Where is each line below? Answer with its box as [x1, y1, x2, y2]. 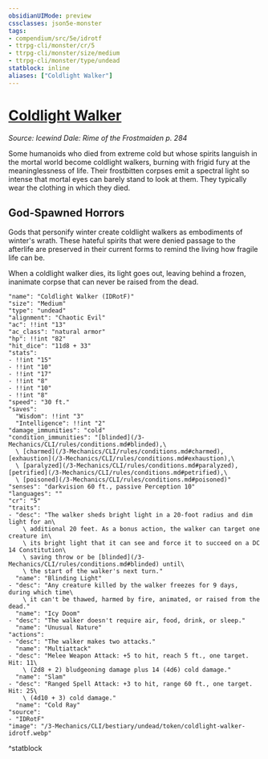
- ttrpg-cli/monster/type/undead [8, 57, 120, 65]
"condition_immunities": [8, 434, 91, 442]
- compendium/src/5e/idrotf [8, 34, 103, 43]
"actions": [8, 631, 45, 639]
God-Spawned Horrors [8, 206, 125, 220]
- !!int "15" [8, 356, 52, 365]
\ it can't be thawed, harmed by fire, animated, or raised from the [22, 596, 261, 604]
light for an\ [8, 518, 56, 526]
